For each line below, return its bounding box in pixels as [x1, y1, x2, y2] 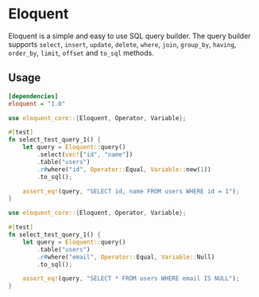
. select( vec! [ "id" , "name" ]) [37, 150, 133, 158]
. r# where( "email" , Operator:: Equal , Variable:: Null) [37, 252, 215, 261]
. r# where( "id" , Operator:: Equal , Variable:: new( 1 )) [37, 165, 212, 174]
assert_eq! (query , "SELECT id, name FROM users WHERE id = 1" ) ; [22, 187, 240, 195]
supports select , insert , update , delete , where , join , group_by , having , [8, 39, 237, 49]
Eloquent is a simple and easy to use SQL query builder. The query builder [8, 31, 252, 41]
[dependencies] [8, 92, 59, 100]
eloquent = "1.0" [8, 100, 66, 107]
